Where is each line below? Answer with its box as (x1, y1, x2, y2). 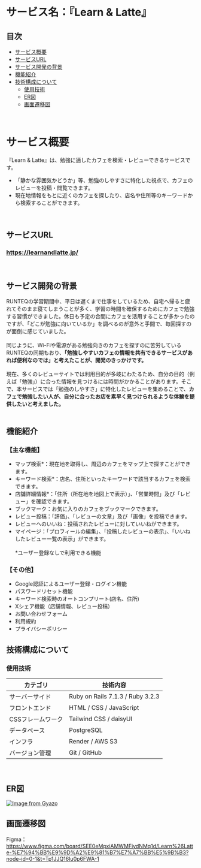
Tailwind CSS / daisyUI (68, 715, 133, 723)
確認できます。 (35, 498, 73, 505)
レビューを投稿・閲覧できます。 (14, 184, 94, 191)
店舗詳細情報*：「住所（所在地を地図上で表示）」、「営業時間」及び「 (14, 490, 181, 498)
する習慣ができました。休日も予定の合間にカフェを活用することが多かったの (6, 313, 195, 320)
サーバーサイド (9, 693, 51, 701)
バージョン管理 (9, 749, 51, 757)
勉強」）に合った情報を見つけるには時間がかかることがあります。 (22, 378, 181, 385)
